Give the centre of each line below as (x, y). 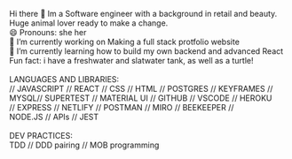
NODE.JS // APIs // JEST (54, 117)
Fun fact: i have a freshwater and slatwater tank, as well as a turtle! (131, 61)
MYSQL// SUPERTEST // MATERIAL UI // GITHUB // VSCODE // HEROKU (141, 98)
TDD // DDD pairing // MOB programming (84, 145)
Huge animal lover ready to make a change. (89, 23)
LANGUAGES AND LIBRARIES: (64, 79)
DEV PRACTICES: (41, 136)
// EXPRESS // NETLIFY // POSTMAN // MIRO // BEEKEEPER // (122, 107)
